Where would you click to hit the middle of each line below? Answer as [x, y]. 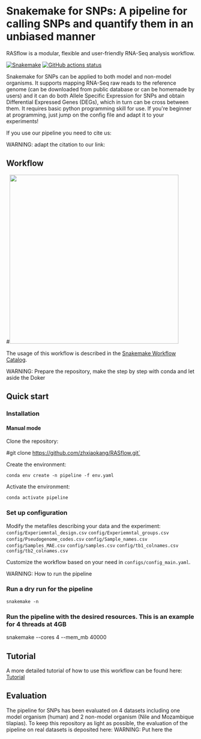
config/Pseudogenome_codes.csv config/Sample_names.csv [77, 539]
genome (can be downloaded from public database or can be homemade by [100, 89]
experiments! [22, 121]
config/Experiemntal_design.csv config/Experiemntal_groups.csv [88, 533]
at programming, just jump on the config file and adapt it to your [85, 115]
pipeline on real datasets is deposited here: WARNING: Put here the [89, 729]
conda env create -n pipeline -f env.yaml [60, 476]
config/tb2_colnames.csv [37, 551]
